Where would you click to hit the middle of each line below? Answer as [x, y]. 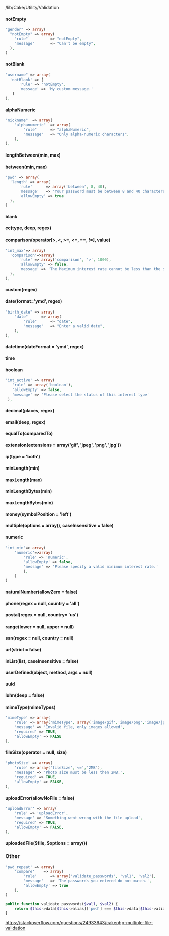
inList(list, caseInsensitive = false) [42, 661]
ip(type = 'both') [23, 456]
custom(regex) [21, 290]
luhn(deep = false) [25, 695]
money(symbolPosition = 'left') [38, 514]
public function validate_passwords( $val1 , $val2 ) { [62, 904]
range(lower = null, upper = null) [40, 627]
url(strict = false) [23, 649]
